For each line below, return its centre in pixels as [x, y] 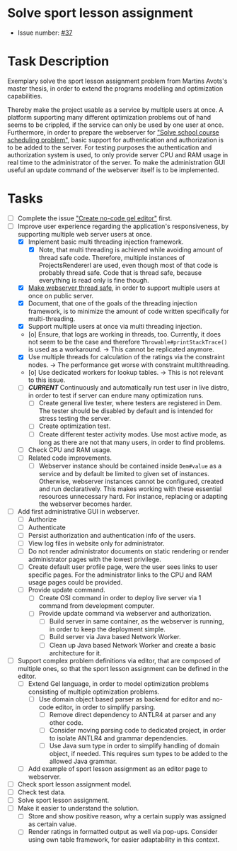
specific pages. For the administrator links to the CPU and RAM [120, 575]
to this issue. [47, 380]
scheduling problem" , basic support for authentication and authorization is [116, 140]
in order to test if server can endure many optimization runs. [116, 395]
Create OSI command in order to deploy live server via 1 [120, 598]
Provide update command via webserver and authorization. [125, 614]
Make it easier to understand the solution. [78, 808]
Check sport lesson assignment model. [75, 784]
